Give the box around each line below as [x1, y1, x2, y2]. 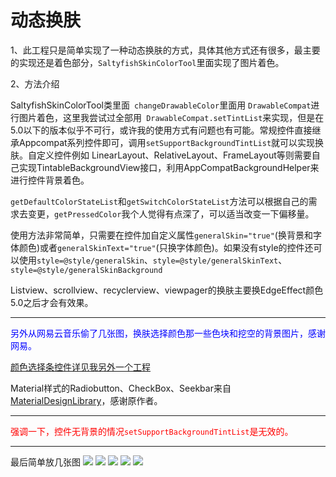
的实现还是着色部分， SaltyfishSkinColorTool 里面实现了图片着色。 [10, 56, 285, 68]
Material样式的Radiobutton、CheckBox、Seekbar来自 [10, 382, 232, 394]
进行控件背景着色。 [10, 174, 90, 186]
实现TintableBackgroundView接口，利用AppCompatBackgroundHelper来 [18, 161, 320, 173]
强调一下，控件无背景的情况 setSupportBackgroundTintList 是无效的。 [10, 425, 294, 437]
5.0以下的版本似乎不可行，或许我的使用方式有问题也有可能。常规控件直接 [10, 124, 313, 136]
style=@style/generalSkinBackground [10, 265, 163, 275]
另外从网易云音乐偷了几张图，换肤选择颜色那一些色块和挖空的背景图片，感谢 [10, 327, 326, 339]
